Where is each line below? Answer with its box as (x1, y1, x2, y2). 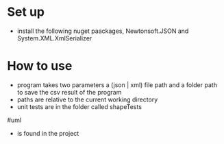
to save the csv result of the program (16, 88, 122, 96)
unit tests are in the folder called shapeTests (16, 102, 142, 110)
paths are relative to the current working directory (16, 95, 158, 104)
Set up (7, 4, 45, 20)
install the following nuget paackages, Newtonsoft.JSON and (16, 27, 189, 35)
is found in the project (16, 129, 79, 137)
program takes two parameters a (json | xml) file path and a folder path (16, 80, 218, 89)
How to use (7, 58, 73, 74)
